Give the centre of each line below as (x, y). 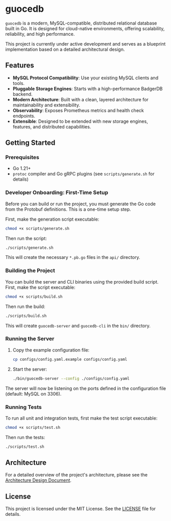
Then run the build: (25, 306)
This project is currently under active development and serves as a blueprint (86, 44)
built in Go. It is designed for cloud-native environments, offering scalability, (85, 28)
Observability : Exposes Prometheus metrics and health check (78, 110)
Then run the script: (26, 238)
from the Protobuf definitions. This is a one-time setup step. (68, 209)
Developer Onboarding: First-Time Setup (57, 192)
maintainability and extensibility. (46, 105)
